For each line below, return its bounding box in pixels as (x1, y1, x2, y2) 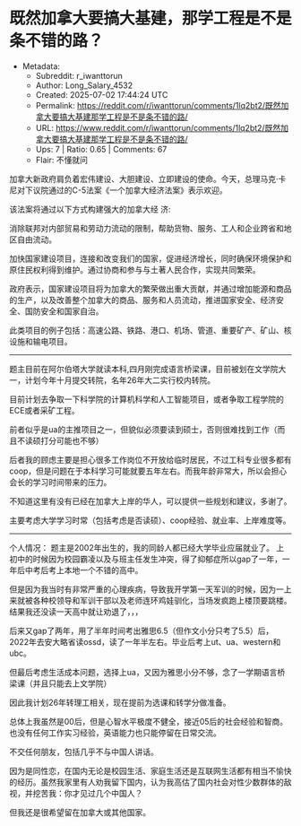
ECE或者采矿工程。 (9, 404, 81, 415)
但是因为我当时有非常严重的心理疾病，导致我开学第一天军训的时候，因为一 (9, 584, 284, 595)
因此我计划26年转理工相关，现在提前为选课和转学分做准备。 (9, 697, 231, 708)
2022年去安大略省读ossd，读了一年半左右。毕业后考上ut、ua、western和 (9, 636, 281, 647)
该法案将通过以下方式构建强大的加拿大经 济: (9, 204, 171, 214)
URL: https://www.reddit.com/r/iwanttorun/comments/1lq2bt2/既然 (35, 122, 281, 133)
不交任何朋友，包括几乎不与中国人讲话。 (9, 746, 159, 757)
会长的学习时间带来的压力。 (9, 476, 112, 487)
